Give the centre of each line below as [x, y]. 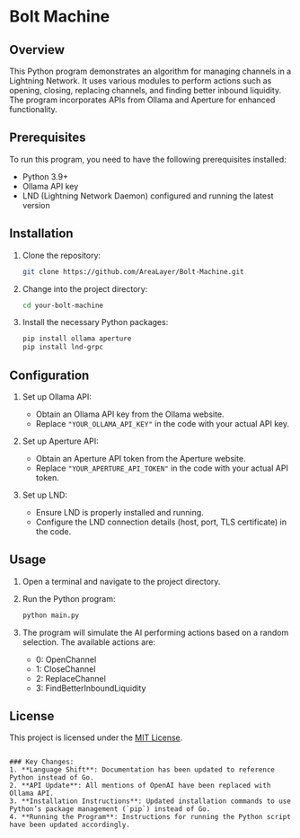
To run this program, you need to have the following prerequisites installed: [148, 159]
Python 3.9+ [45, 176]
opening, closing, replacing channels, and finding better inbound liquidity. [145, 90]
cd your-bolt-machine [62, 305]
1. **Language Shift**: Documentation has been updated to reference [142, 770]
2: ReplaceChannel [71, 678]
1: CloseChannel [66, 669]
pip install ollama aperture [77, 339]
